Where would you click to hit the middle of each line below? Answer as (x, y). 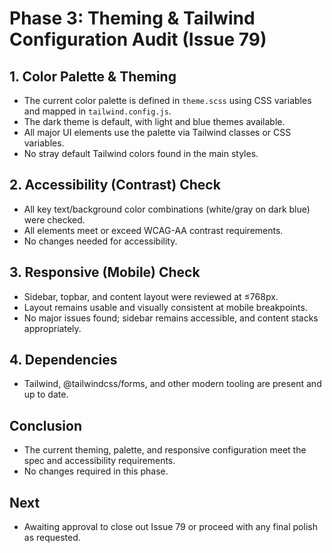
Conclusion (46, 425)
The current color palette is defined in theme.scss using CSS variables (167, 100)
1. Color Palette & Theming (93, 76)
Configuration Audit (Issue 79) (138, 39)
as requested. (52, 538)
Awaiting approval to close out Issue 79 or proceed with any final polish (170, 527)
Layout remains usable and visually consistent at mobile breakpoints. (165, 307)
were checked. (54, 219)
